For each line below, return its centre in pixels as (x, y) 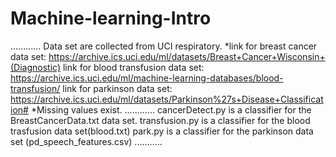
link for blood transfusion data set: (133, 67)
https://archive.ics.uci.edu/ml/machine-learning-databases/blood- (147, 78)
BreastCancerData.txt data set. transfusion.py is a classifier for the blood (160, 120)
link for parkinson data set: (117, 88)
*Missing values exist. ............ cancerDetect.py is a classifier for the (171, 109)
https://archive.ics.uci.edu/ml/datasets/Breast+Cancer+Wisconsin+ (187, 56)
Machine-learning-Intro (111, 18)
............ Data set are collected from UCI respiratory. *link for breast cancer (164, 46)
